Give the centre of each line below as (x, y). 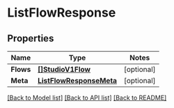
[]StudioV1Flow (64, 69)
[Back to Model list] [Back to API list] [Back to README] (87, 98)
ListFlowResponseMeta (77, 81)
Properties (31, 38)
